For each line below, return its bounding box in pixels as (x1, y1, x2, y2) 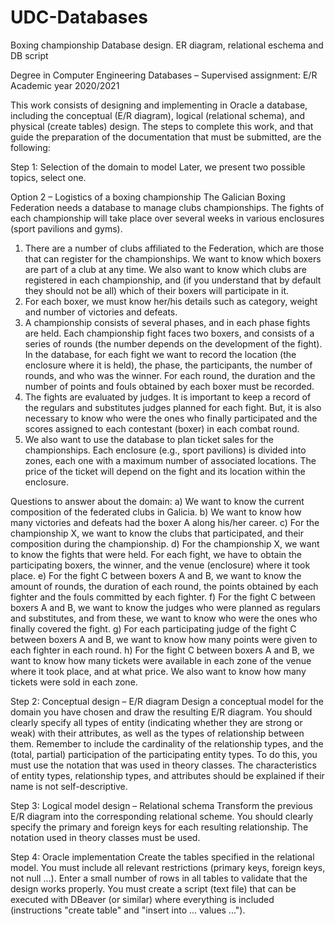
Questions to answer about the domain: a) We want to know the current (10, 495, 305, 507)
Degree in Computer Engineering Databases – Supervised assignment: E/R (10, 69, 318, 81)
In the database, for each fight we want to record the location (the (24, 348, 297, 360)
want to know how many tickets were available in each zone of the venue (10, 654, 312, 666)
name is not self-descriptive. (10, 780, 128, 792)
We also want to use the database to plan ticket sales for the (24, 433, 274, 445)
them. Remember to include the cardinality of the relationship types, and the (10, 737, 324, 750)
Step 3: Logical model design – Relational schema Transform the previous (10, 799, 313, 811)
